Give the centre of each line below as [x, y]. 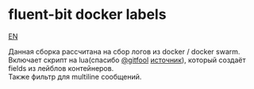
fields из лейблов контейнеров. [61, 68]
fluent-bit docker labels [87, 15]
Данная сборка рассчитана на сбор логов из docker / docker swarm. [124, 51]
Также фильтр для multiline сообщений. [75, 76]
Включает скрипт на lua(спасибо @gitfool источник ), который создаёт [127, 60]
